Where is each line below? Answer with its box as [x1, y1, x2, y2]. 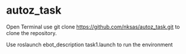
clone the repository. [6, 29, 57, 36]
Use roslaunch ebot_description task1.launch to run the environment [6, 41, 174, 48]
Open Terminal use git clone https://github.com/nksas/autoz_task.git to [6, 23, 180, 30]
